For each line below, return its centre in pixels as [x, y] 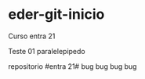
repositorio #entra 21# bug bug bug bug [72, 66]
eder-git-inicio [56, 14]
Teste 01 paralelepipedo [47, 51]
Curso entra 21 [32, 36]
